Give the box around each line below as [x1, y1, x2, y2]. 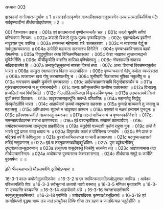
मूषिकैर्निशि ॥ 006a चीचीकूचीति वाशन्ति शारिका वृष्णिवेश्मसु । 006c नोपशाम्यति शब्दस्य [5, 57, 141, 63]
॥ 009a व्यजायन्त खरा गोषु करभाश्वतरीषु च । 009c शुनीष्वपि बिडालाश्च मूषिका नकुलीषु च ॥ [5, 74, 150, 79]
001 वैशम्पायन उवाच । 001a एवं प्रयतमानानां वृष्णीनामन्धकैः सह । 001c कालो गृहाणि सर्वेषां [5, 29, 146, 35]
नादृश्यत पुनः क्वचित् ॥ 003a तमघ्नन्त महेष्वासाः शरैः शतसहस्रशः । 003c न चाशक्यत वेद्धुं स [5, 40, 148, 46]
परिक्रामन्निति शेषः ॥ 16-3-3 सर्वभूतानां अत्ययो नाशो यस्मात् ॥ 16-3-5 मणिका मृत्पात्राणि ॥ [5, 182, 145, 187]
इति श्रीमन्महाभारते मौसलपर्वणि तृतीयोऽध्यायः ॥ [5, 166, 74, 172]
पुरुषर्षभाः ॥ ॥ [5, 157, 27, 162]
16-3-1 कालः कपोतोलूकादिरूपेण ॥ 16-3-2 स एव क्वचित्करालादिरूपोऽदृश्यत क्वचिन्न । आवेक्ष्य [5, 176, 151, 182]
